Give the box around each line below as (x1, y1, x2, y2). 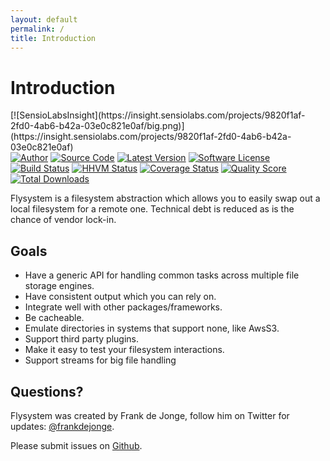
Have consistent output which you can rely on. (24, 291, 217, 303)
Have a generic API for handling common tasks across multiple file (24, 269, 300, 281)
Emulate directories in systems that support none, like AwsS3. (24, 322, 280, 335)
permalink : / (10, 24, 65, 34)
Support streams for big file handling (24, 354, 177, 366)
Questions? (10, 383, 84, 400)
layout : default (10, 14, 78, 25)
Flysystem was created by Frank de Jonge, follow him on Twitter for (10, 409, 290, 421)
